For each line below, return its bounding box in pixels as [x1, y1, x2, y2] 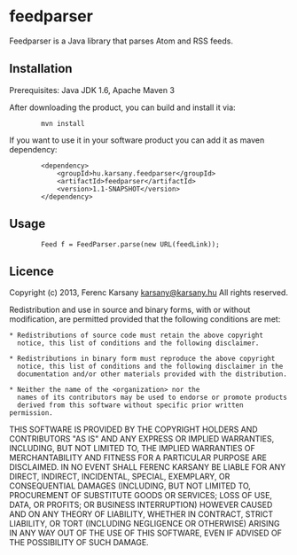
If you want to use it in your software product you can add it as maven [9, 135, 265, 145]
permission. [9, 409, 53, 418]
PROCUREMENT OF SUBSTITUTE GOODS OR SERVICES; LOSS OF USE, [9, 490, 273, 501]
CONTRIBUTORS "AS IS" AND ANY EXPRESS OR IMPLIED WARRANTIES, [9, 434, 275, 444]
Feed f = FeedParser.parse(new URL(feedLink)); [41, 239, 220, 249]
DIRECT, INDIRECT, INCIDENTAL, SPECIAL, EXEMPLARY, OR [9, 472, 231, 482]
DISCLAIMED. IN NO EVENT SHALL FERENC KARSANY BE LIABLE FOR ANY [9, 462, 286, 473]
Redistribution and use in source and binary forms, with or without [9, 304, 251, 316]
